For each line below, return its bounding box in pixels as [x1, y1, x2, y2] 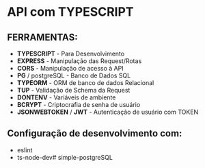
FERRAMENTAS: [7, 32, 78, 43]
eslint [16, 145, 33, 154]
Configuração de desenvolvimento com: [7, 128, 182, 139]
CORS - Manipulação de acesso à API [16, 64, 124, 72]
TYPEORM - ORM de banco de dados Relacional [16, 79, 154, 86]
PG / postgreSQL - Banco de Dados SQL [16, 71, 131, 80]
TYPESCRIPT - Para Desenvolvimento [16, 49, 125, 58]
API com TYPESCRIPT [7, 4, 135, 20]
